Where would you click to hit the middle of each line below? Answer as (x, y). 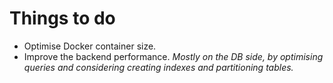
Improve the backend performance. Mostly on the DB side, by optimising (173, 56)
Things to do (62, 18)
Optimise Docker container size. (90, 46)
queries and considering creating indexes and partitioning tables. (158, 67)
